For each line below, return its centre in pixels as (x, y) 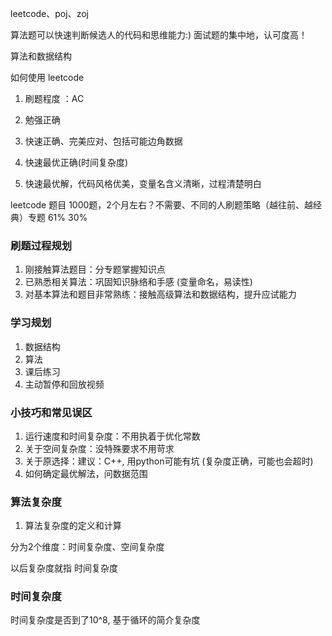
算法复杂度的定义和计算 (73, 526)
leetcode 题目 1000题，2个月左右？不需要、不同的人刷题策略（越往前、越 (161, 205)
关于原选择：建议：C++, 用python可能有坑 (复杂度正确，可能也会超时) (169, 461)
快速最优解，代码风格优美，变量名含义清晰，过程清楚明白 (143, 183)
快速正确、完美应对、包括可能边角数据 (103, 141)
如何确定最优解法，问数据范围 (86, 473)
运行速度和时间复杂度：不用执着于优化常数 (112, 436)
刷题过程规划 (41, 245)
